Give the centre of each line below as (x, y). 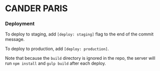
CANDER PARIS (36, 9)
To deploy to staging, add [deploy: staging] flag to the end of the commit (79, 34)
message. (15, 39)
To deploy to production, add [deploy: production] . (57, 49)
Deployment (20, 24)
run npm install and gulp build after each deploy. (55, 63)
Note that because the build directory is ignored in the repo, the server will (80, 58)
